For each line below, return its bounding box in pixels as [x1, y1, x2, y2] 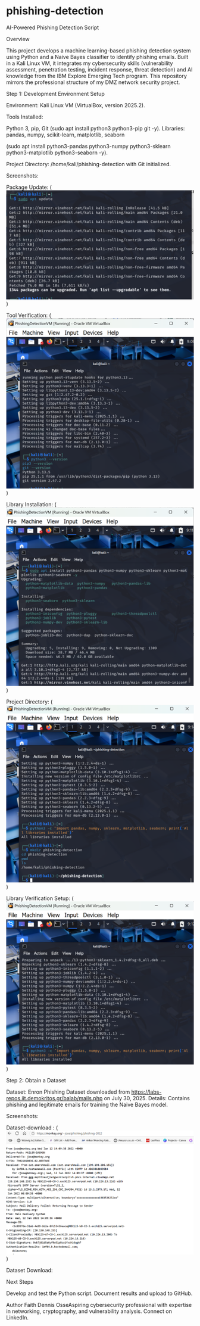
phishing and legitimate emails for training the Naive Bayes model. [6, 1101, 168, 1108]
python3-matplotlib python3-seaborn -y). [6, 149, 108, 156]
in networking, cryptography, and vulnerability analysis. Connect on [6, 1308, 173, 1315]
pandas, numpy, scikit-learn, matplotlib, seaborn [6, 131, 125, 138]
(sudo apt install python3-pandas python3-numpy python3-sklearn [6, 142, 171, 150]
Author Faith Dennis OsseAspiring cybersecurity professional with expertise [6, 1302, 192, 1309]
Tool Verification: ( [6, 312, 52, 319]
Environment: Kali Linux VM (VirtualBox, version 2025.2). [6, 101, 145, 108]
